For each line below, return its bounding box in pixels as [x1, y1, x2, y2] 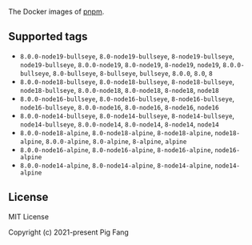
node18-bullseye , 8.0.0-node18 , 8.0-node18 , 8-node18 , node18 [19, 85, 219, 94]
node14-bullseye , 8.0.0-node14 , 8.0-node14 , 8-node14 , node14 [19, 119, 219, 129]
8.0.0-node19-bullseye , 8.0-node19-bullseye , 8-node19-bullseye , [19, 51, 234, 61]
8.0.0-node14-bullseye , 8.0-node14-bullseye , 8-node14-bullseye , [19, 110, 234, 120]
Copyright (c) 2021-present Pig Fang [8, 227, 130, 237]
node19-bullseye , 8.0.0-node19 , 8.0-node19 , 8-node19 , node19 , [19, 59, 222, 69]
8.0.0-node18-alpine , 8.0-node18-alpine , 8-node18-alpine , [19, 127, 214, 137]
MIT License [8, 211, 50, 221]
